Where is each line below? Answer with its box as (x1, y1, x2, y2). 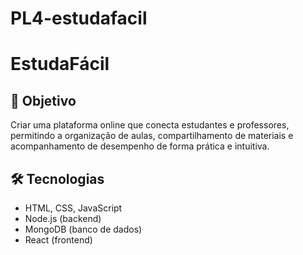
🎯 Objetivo (10, 92, 77, 109)
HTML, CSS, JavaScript (24, 202, 123, 214)
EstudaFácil (10, 53, 110, 76)
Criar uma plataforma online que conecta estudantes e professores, (10, 119, 290, 131)
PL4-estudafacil (10, 7, 148, 30)
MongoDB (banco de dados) (24, 223, 143, 235)
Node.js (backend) (24, 213, 102, 224)
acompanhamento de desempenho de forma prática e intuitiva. (10, 140, 270, 152)
